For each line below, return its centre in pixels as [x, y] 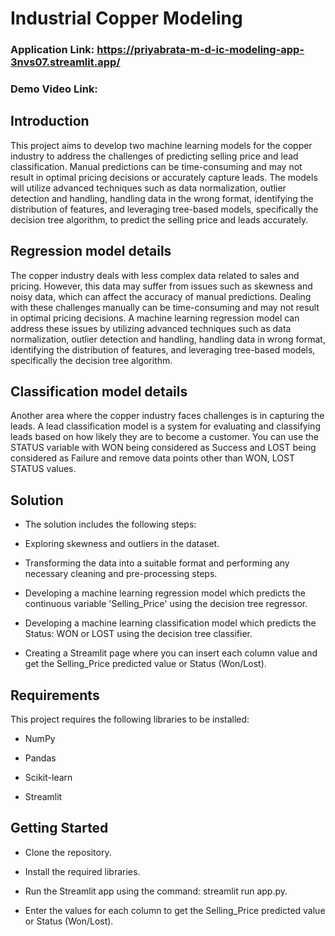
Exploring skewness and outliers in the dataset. [122, 544]
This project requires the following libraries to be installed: [130, 719]
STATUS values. [43, 469]
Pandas [40, 758]
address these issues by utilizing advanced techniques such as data [151, 328]
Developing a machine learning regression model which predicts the [165, 593]
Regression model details [91, 251]
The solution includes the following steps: [110, 524]
